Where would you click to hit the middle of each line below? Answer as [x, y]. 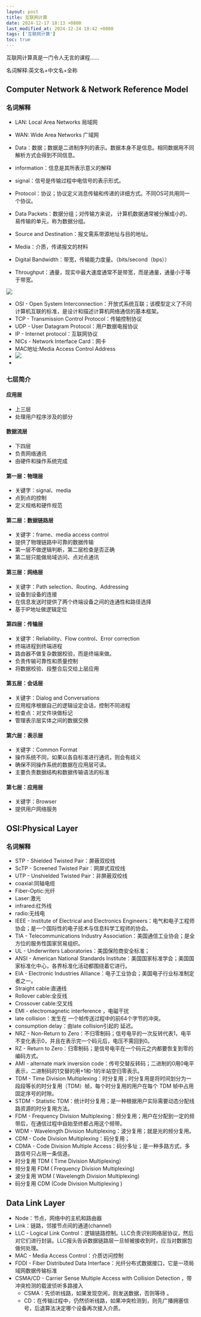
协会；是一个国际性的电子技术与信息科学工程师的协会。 [83, 928]
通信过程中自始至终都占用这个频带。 [80, 1124]
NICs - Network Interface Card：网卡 [60, 341]
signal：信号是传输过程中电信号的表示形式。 [69, 180]
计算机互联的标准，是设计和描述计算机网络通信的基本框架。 [88, 311]
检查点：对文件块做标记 [44, 713]
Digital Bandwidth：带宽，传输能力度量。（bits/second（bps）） [92, 259]
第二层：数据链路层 [30, 520]
